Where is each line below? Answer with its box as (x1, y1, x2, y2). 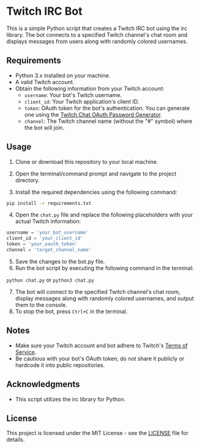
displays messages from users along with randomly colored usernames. (6, 37, 188, 45)
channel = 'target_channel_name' (6, 247, 92, 253)
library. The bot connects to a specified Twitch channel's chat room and (6, 31, 188, 38)
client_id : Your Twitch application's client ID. (24, 98, 139, 105)
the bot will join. (24, 124, 65, 131)
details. (6, 436, 25, 443)
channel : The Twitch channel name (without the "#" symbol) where (24, 117, 193, 125)
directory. (15, 176, 40, 183)
